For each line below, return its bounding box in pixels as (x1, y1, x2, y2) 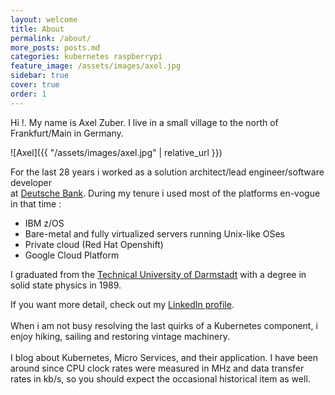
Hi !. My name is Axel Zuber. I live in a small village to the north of (10, 116, 279, 128)
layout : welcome (10, 14, 78, 25)
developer (10, 176, 53, 188)
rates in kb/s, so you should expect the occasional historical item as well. (10, 372, 311, 385)
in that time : (10, 197, 62, 210)
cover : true (10, 80, 60, 90)
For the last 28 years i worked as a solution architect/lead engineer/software (10, 166, 325, 178)
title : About (10, 24, 65, 34)
